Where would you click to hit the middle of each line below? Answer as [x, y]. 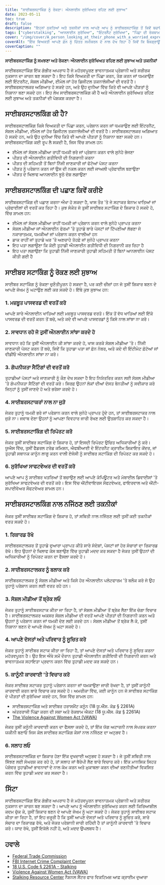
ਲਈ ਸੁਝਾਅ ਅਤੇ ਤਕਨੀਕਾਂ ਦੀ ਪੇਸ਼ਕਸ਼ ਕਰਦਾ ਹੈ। [44, 98]
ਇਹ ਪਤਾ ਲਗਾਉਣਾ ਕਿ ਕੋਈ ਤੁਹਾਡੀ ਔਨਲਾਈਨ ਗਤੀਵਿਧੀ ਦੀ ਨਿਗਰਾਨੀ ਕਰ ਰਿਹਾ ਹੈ [78, 245]
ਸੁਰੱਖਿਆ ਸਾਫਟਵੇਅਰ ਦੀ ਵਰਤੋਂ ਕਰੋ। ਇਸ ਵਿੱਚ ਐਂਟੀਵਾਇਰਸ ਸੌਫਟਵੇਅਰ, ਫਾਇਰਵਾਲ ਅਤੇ [77, 483]
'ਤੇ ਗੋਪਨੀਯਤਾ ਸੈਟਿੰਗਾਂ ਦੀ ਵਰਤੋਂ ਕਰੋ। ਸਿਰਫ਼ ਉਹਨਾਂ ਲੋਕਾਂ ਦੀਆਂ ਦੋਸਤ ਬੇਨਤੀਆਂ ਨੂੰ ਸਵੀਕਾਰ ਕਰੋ [80, 384]
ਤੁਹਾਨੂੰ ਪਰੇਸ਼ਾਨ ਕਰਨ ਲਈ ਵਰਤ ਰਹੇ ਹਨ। [38, 586]
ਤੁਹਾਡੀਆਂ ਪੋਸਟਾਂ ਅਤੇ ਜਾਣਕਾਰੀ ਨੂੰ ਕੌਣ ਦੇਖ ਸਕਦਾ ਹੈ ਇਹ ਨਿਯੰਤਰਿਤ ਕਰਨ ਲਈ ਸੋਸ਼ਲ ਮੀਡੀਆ [80, 378]
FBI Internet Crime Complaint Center [49, 861]
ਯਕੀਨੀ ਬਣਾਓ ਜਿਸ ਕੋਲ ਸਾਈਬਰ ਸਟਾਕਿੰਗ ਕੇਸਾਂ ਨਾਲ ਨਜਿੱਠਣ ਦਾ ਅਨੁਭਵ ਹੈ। [67, 732]
